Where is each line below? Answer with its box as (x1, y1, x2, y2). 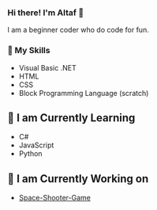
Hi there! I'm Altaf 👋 (7, 7, 84, 18)
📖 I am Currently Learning (7, 111, 136, 124)
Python (18, 149, 43, 158)
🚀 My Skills (7, 45, 50, 56)
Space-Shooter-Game (18, 193, 92, 203)
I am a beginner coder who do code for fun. (7, 25, 149, 35)
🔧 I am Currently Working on (7, 172, 149, 185)
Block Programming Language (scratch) (18, 88, 149, 97)
